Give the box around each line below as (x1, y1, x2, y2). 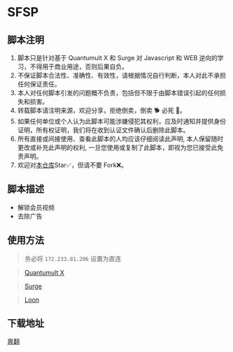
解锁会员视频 (17, 203, 55, 211)
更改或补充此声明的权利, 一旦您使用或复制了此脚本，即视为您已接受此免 (17, 143, 224, 151)
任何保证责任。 (17, 80, 61, 88)
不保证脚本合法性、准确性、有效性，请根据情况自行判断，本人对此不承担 (17, 71, 226, 79)
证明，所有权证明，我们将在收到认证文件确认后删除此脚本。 (17, 126, 190, 134)
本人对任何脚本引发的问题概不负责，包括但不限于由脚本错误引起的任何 (17, 89, 220, 97)
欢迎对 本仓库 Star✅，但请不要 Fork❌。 (17, 161, 128, 169)
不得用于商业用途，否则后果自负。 (29, 62, 128, 71)
